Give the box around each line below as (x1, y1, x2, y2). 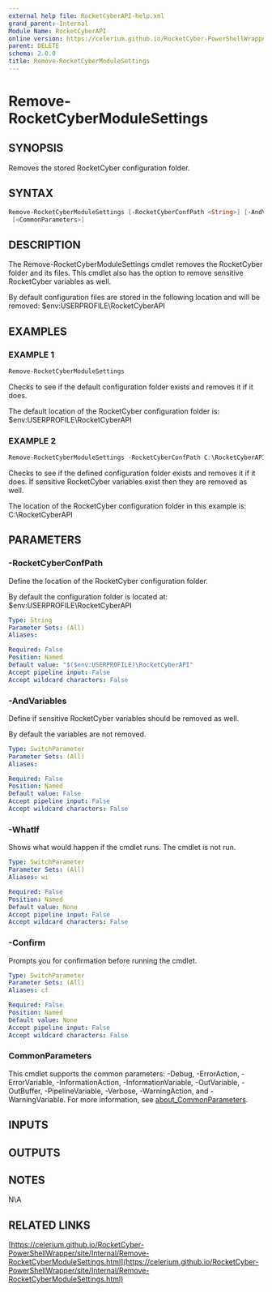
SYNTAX (8, 187, 54, 200)
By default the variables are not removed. (8, 729, 147, 739)
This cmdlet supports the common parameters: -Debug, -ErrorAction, (8, 1068, 240, 1079)
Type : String (8, 616, 53, 625)
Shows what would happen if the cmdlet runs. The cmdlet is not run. (8, 843, 236, 852)
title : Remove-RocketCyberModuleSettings (8, 58, 151, 66)
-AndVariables (8, 695, 67, 706)
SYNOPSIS (8, 141, 64, 155)
